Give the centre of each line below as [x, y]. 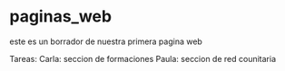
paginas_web [60, 17]
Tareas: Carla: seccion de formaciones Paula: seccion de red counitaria [143, 58]
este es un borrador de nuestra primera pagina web [106, 41]
